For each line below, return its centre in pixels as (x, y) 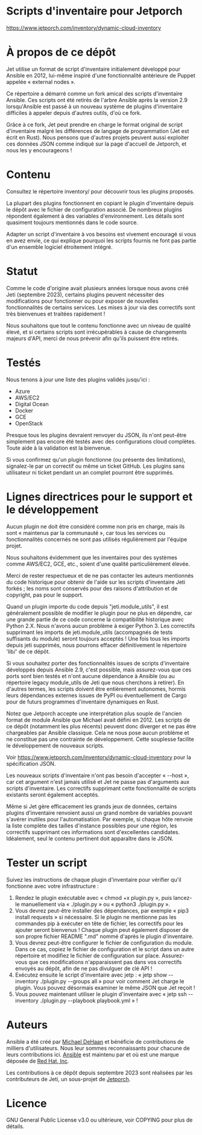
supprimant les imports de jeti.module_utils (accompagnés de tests (90, 632)
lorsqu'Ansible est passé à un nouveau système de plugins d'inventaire (94, 106)
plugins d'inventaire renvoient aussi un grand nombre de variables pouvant (99, 813)
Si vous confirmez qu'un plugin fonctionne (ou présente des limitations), (96, 459)
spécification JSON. (31, 763)
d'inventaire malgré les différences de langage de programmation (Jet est (98, 131)
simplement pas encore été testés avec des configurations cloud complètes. (101, 441)
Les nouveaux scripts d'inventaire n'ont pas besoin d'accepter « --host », (98, 775)
